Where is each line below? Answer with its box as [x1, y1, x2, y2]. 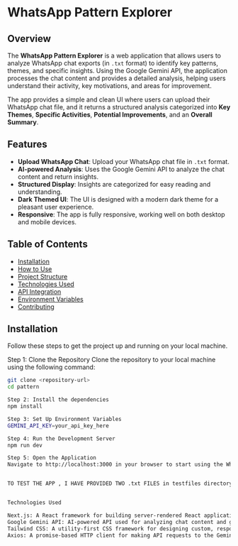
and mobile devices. [17, 217, 76, 226]
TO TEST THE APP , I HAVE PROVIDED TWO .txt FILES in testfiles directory [7, 480, 233, 487]
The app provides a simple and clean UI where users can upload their [7, 95, 210, 104]
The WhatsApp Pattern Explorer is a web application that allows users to [7, 51, 222, 60]
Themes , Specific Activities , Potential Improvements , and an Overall [7, 111, 212, 119]
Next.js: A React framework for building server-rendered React [7, 512, 201, 519]
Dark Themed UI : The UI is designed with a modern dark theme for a [17, 195, 219, 203]
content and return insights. [17, 172, 99, 181]
